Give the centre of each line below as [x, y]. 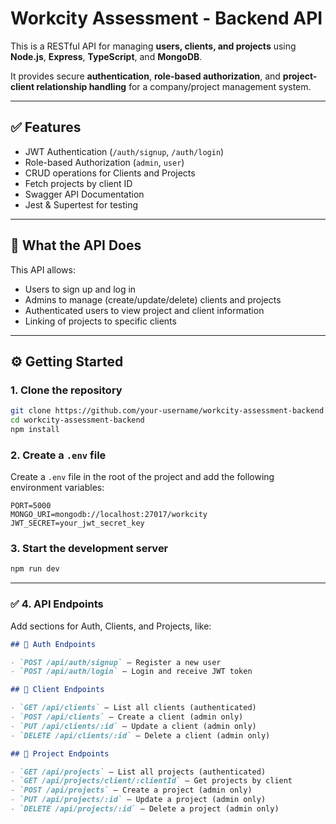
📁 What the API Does [76, 245]
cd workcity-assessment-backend [77, 420]
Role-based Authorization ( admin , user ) [104, 162]
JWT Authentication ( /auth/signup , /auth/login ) [124, 151]
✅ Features [46, 127]
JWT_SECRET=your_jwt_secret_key [77, 523]
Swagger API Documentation [84, 194]
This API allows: [43, 269]
